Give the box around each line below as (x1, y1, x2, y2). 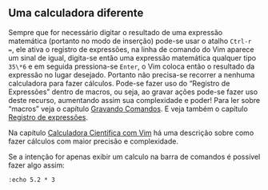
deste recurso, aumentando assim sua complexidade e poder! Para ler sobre (8, 95, 261, 105)
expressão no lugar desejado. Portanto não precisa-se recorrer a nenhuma (8, 69, 255, 79)
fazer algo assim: (8, 160, 66, 170)
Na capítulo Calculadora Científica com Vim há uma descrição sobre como (8, 128, 254, 137)
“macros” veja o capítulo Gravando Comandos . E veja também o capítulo (8, 104, 248, 113)
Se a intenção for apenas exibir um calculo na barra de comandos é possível (8, 152, 261, 161)
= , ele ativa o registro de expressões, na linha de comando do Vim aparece (8, 44, 254, 54)
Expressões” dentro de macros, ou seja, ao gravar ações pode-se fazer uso (8, 87, 258, 97)
